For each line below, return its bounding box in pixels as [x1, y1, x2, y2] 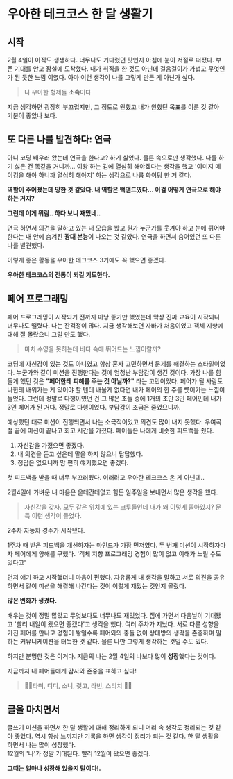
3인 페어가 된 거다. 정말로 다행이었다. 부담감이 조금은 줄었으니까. [7, 403, 182, 411]
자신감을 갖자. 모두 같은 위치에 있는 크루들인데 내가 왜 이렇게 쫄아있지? [24, 503, 214, 511]
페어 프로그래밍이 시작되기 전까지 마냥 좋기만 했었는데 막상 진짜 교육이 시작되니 [7, 312, 221, 321]
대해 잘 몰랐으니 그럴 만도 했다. [7, 330, 91, 338]
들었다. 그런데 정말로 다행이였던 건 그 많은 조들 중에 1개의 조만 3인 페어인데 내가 [7, 394, 222, 403]
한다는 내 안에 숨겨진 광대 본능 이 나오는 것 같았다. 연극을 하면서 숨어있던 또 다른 [7, 232, 221, 240]
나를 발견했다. [7, 241, 45, 249]
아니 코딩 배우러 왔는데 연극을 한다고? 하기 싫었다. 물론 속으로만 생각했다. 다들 [7, 153, 217, 162]
